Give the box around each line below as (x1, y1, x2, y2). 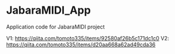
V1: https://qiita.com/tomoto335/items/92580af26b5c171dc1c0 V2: (6, 34, 169, 42)
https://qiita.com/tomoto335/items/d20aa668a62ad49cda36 (6, 41, 156, 48)
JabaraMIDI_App (6, 4, 91, 17)
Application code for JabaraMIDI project (6, 23, 105, 30)
